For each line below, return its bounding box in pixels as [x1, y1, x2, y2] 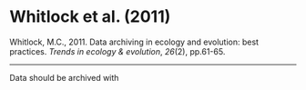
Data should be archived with [9, 72, 119, 83]
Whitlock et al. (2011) [9, 6, 171, 27]
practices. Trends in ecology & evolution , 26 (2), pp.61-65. [9, 45, 226, 56]
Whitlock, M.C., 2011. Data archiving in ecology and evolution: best [9, 36, 260, 47]
